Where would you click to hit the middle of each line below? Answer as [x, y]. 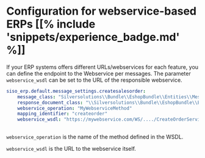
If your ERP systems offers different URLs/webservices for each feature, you [103, 67]
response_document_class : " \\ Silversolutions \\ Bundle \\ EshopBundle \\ [108, 102]
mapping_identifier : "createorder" [63, 114]
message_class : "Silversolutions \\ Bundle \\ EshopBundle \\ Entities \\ [105, 97]
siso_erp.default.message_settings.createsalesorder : [76, 91]
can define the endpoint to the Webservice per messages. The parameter [99, 73]
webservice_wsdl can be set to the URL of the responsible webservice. [94, 80]
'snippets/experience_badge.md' [93, 37]
